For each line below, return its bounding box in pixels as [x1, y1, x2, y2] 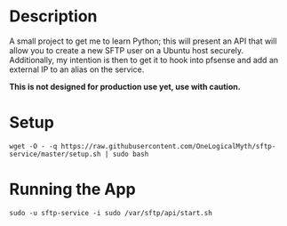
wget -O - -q [9, 141, 58, 150]
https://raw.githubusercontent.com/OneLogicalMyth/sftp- [60, 141, 276, 150]
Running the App [9, 180, 136, 199]
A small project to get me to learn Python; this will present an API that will [9, 36, 277, 46]
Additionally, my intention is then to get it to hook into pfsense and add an [9, 54, 279, 65]
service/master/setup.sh [9, 149, 101, 158]
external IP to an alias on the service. [9, 64, 145, 75]
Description [9, 6, 98, 27]
